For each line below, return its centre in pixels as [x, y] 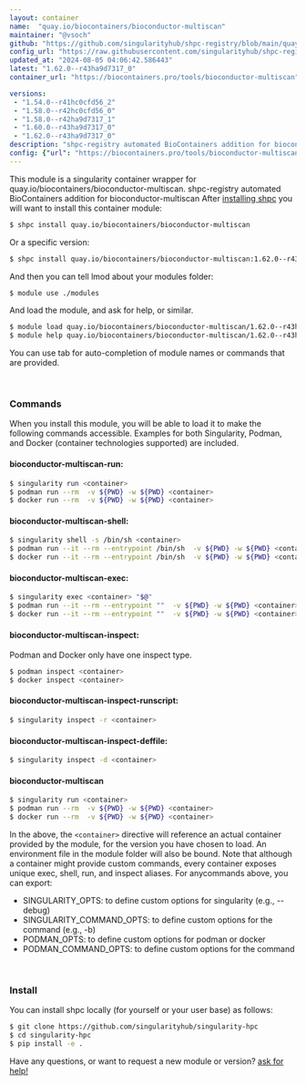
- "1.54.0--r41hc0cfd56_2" [65, 102]
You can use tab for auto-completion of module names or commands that [147, 353]
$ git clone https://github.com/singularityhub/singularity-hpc [134, 1027]
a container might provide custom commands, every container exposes [143, 863]
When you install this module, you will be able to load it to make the [136, 424]
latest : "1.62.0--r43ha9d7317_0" [73, 69]
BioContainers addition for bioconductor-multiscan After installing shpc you [151, 198]
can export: [31, 883]
